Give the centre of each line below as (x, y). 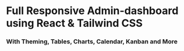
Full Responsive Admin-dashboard (92, 11)
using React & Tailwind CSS (74, 23)
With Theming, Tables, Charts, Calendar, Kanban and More (92, 42)
